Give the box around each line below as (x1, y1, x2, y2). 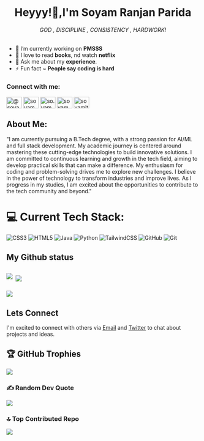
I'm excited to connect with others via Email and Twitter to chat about (6, 324, 181, 332)
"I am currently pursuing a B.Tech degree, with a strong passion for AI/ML (6, 135, 193, 143)
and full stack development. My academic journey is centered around (6, 142, 182, 149)
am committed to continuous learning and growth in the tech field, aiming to (6, 155, 198, 162)
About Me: (6, 119, 48, 130)
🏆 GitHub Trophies (6, 349, 81, 360)
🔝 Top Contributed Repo (6, 415, 80, 423)
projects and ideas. (6, 330, 55, 338)
